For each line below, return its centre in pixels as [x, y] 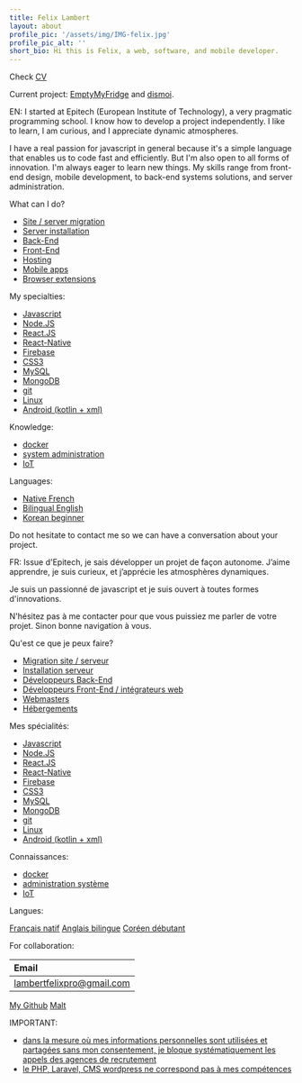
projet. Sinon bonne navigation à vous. [80, 626]
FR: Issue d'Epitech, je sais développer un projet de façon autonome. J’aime [150, 562]
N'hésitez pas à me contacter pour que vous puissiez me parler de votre [143, 616]
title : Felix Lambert [50, 18]
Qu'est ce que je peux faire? [62, 643]
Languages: [31, 481]
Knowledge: [31, 427]
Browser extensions [59, 279]
